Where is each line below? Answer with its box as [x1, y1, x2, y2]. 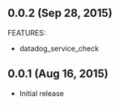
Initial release [19, 88, 64, 98]
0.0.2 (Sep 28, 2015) [7, 6, 113, 20]
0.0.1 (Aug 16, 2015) [7, 67, 109, 81]
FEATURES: [7, 27, 46, 37]
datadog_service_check [19, 44, 99, 53]
